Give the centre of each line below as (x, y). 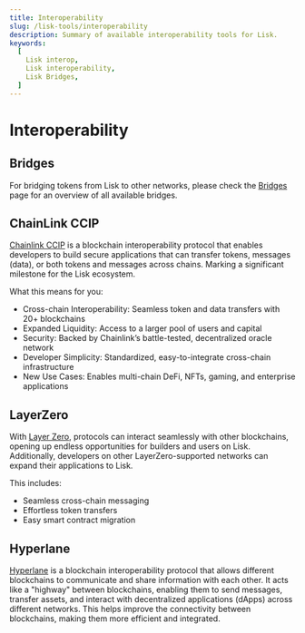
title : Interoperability (56, 18)
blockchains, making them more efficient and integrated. (115, 618)
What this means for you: (56, 292)
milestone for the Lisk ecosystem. (73, 274)
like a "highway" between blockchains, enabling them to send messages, (146, 589)
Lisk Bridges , (52, 77)
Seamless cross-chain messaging (86, 501)
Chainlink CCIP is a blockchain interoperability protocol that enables (136, 245)
